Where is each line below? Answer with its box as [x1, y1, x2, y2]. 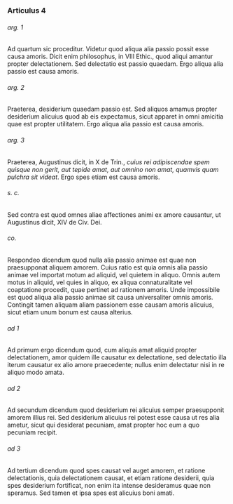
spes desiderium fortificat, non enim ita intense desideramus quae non [7, 481, 211, 489]
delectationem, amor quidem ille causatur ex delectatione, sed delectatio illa [7, 353, 227, 362]
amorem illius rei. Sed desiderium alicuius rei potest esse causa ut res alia [7, 413, 220, 422]
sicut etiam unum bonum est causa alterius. [7, 307, 133, 316]
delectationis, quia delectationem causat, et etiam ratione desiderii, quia [7, 473, 215, 482]
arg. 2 [7, 83, 24, 91]
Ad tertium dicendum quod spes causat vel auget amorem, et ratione [7, 466, 206, 475]
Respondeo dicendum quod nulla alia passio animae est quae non [7, 256, 197, 264]
